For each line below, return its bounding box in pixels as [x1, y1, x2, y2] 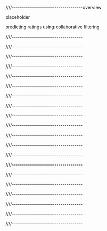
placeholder [5, 14, 30, 20]
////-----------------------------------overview [5, 5, 102, 10]
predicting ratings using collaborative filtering [5, 24, 100, 30]
